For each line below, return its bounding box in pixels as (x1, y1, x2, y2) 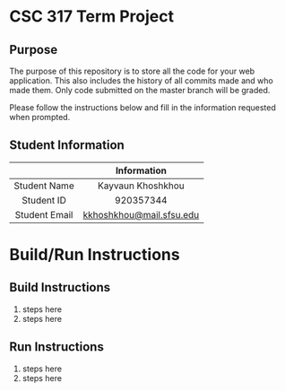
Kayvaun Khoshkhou (97, 179, 186, 192)
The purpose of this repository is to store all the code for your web (9, 65, 255, 76)
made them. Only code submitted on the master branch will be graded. (9, 85, 271, 95)
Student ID (22, 194, 67, 206)
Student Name (13, 179, 74, 192)
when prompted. (9, 112, 71, 122)
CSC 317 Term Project (9, 6, 175, 27)
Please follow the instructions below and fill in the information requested (9, 102, 276, 113)
